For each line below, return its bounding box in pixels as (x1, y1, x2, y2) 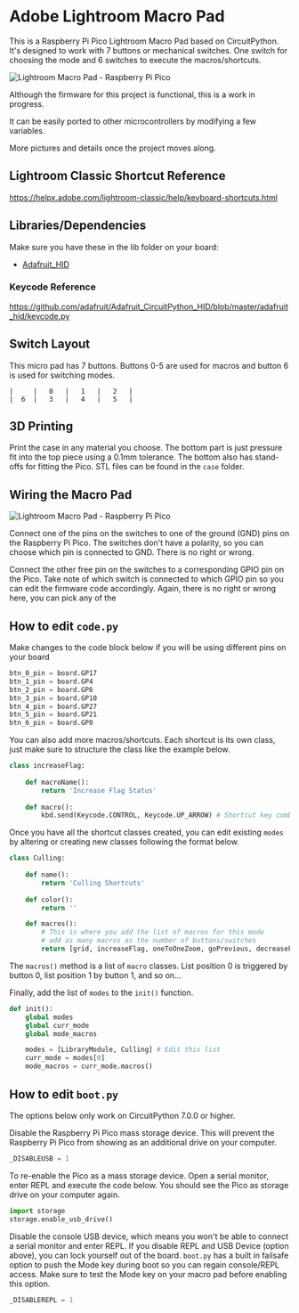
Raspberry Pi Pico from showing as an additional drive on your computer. (9, 1137, 278, 1147)
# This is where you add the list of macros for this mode (41, 928, 265, 937)
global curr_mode (25, 1021, 90, 1030)
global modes (25, 1013, 74, 1022)
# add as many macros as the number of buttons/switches (41, 936, 256, 945)
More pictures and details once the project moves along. (9, 143, 216, 153)
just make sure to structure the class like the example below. (9, 744, 230, 754)
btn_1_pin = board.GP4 (9, 677, 93, 686)
